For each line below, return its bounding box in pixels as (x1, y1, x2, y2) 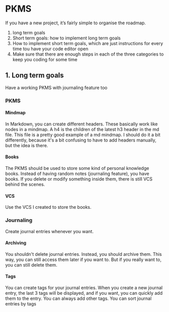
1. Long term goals (5, 71, 64, 80)
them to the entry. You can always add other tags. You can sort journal (5, 295, 152, 301)
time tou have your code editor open (12, 46, 88, 52)
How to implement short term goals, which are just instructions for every (12, 40, 163, 46)
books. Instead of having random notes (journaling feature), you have (5, 170, 150, 177)
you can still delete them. (5, 261, 58, 268)
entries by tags (5, 300, 36, 306)
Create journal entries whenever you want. (5, 228, 94, 234)
